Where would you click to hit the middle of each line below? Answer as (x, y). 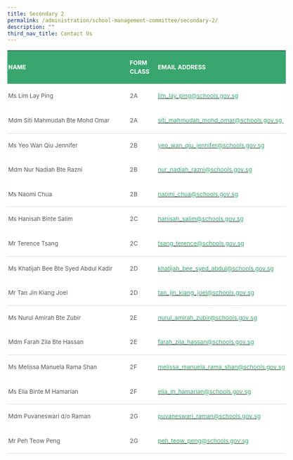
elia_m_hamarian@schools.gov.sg (204, 391)
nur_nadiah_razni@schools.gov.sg (205, 170)
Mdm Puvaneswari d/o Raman (50, 416)
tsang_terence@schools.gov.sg (201, 243)
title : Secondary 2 (36, 14)
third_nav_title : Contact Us (50, 33)
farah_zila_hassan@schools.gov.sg (206, 342)
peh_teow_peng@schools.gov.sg (203, 441)
